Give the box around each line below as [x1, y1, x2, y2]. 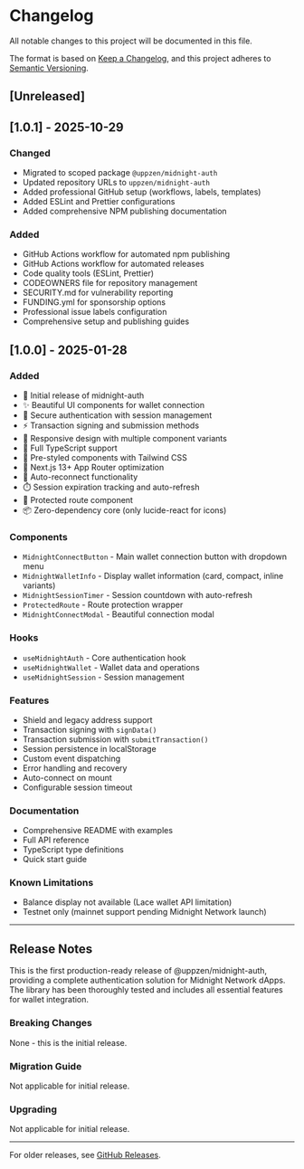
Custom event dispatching [22, 753, 121, 764]
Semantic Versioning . [9, 62, 89, 73]
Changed [9, 147, 52, 159]
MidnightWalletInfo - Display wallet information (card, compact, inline [22, 571, 284, 582]
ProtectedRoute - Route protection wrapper [22, 599, 184, 611]
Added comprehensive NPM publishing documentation [22, 205, 228, 217]
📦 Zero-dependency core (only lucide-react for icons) [22, 505, 227, 516]
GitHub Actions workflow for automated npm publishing [22, 249, 231, 260]
